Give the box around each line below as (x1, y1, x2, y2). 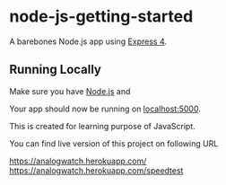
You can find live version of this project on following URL (9, 137, 219, 149)
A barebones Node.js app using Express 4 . (9, 36, 168, 47)
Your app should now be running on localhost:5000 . (9, 103, 202, 114)
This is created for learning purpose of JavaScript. (9, 120, 196, 131)
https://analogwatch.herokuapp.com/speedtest (9, 164, 184, 176)
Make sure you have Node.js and (9, 85, 131, 96)
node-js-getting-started (9, 6, 194, 27)
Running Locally (9, 62, 101, 77)
